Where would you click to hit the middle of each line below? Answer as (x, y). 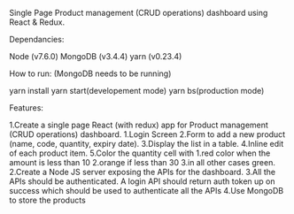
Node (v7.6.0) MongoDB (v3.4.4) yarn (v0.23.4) (96, 56)
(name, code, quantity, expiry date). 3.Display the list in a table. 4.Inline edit (147, 144)
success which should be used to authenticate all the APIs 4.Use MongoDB (147, 191)
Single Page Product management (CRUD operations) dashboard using (139, 13)
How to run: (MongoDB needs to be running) (90, 73)
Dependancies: (37, 39)
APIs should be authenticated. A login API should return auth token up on (142, 181)
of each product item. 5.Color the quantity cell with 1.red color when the (140, 153)
